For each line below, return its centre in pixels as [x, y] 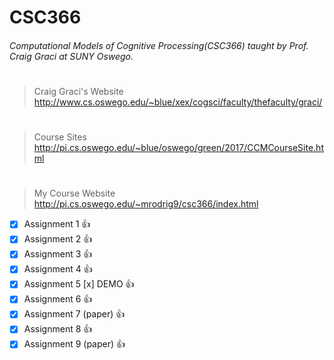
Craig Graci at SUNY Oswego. [71, 56]
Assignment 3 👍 [58, 254]
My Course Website [74, 193]
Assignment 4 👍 [58, 269]
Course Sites [60, 137]
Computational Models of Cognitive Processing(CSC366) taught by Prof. [159, 45]
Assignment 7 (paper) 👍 [74, 314]
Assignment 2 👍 [58, 239]
